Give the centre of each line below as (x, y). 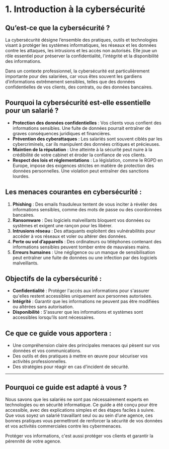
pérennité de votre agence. (33, 441)
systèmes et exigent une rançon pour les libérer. (63, 225)
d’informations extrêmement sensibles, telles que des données (70, 82)
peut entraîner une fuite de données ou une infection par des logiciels (85, 257)
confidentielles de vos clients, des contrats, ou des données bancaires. (79, 87)
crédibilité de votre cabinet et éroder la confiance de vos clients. (79, 155)
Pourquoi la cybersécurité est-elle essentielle (78, 103)
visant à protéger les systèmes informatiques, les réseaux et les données (81, 45)
